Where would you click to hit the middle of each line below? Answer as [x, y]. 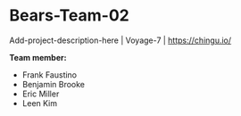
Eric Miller [41, 94]
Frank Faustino [50, 75]
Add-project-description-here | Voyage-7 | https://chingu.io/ [120, 40]
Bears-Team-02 [69, 16]
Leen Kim [40, 103]
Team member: [38, 57]
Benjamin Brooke [54, 84]
